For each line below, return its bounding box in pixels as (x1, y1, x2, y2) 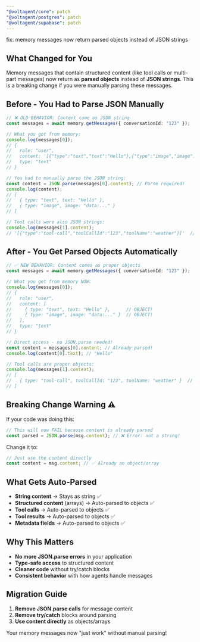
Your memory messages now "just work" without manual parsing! (6, 629, 167, 636)
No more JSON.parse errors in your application (14, 553, 132, 560)
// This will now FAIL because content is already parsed (6, 427, 153, 433)
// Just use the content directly (6, 455, 92, 461)
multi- (173, 69, 189, 76)
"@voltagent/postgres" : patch (6, 14, 82, 20)
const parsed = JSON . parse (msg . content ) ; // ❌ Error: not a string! (6, 432, 180, 438)
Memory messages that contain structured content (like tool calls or (6, 69, 173, 76)
